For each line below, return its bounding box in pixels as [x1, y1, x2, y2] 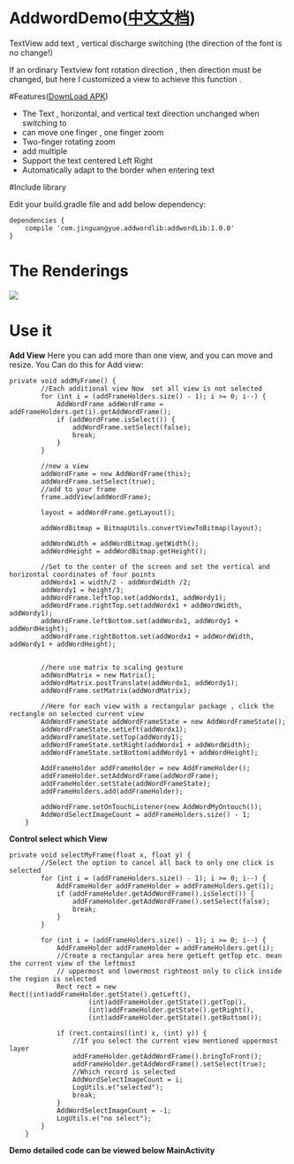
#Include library [9, 181, 67, 192]
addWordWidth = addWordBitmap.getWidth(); [41, 539, 200, 548]
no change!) [9, 47, 53, 58]
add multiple [21, 145, 68, 156]
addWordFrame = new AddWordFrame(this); [41, 469, 192, 478]
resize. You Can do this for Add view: [9, 359, 144, 370]
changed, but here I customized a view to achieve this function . [9, 73, 242, 84]
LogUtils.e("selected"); [72, 1083, 164, 1091]
